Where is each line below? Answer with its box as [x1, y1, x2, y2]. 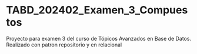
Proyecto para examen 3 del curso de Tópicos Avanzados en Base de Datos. [6, 35, 192, 42]
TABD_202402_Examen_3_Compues [6, 3, 188, 17]
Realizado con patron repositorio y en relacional [6, 41, 122, 48]
